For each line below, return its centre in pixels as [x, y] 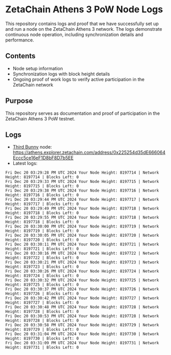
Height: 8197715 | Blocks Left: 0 [42, 186]
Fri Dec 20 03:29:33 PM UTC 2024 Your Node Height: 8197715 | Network [82, 182]
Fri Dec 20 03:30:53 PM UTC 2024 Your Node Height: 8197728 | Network [82, 316]
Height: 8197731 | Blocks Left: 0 [42, 348]
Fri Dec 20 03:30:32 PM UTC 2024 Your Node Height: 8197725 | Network [82, 280]
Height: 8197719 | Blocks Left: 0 [42, 231]
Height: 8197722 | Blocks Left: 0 [42, 258]
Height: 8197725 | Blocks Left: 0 [42, 285]
